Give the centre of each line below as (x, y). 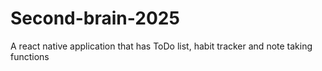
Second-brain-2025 (95, 18)
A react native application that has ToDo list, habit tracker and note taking (161, 46)
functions (30, 56)
